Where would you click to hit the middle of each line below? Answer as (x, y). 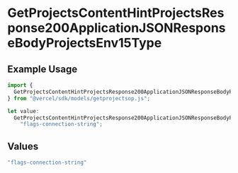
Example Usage (42, 69)
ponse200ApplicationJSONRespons (117, 28)
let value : (23, 111)
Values (23, 146)
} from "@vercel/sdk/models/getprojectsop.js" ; (79, 98)
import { (20, 85)
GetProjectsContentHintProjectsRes (116, 13)
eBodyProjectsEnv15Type (85, 43)
